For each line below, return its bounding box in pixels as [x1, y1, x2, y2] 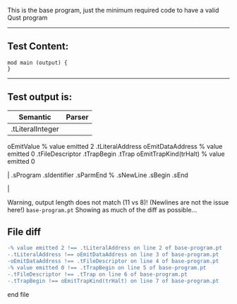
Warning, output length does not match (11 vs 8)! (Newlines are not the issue [7, 197, 229, 207]
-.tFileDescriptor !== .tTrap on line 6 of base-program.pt [7, 271, 188, 278]
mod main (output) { [7, 59, 68, 66]
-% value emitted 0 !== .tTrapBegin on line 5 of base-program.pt [7, 265, 207, 272]
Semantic [18, 112, 51, 122]
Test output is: [7, 91, 73, 103]
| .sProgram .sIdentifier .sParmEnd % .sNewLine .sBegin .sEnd [7, 171, 188, 179]
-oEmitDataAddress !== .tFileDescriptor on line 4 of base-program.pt [7, 257, 219, 265]
